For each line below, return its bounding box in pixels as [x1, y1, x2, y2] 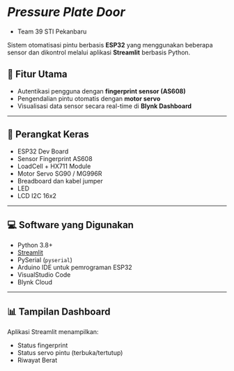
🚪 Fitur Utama [7, 68, 68, 80]
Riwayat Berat [17, 356, 58, 365]
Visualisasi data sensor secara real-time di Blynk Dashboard [17, 102, 192, 110]
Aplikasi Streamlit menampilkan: [7, 328, 99, 336]
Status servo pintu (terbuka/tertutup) [17, 349, 123, 357]
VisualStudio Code [17, 271, 71, 279]
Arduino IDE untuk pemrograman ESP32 [17, 263, 132, 272]
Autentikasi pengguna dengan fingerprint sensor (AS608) [17, 86, 186, 95]
